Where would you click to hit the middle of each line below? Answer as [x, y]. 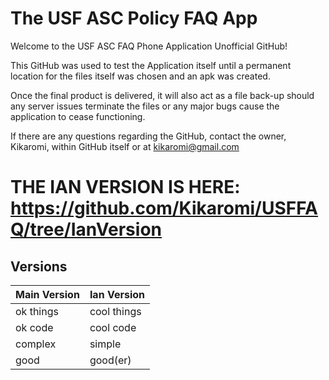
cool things [115, 311]
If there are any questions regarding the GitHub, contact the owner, [148, 136]
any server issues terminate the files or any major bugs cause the [145, 106]
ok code [34, 327]
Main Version [47, 294]
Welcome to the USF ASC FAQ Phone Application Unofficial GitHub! [149, 46]
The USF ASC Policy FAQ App [134, 18]
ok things [37, 311]
